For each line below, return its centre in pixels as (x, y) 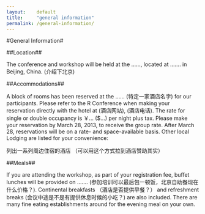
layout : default (31, 12)
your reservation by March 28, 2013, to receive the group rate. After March (100, 125)
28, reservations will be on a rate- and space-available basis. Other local (98, 131)
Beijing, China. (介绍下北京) (41, 72)
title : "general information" (50, 18)
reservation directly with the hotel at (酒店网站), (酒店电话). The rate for (96, 111)
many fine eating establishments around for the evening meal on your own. (101, 204)
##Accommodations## (35, 84)
